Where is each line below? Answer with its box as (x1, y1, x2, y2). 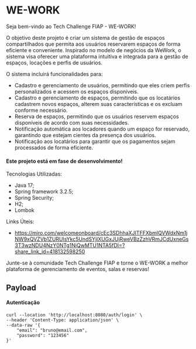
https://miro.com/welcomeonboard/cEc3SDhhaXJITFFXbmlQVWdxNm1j (14, 230, 188, 237)
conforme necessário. (14, 107, 68, 114)
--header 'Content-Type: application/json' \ (6, 317, 119, 323)
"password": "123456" (16, 332, 69, 338)
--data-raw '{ (6, 322, 41, 328)
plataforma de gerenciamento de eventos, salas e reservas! (6, 266, 149, 273)
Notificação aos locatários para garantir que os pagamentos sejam (14, 138, 176, 145)
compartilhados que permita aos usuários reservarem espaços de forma (6, 40, 181, 47)
